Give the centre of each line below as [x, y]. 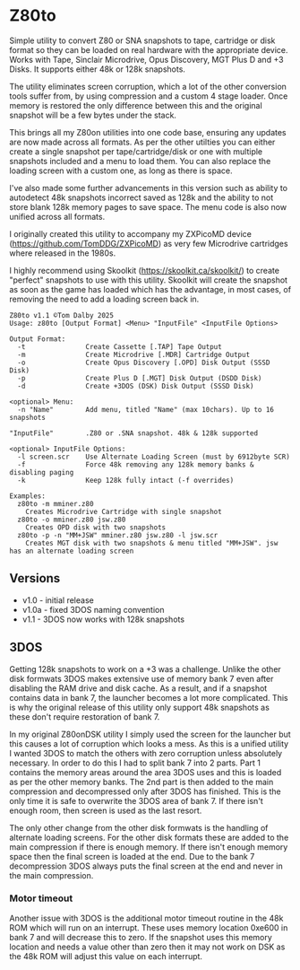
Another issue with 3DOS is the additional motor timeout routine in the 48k [146, 918]
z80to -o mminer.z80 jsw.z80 [72, 520]
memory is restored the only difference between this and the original [136, 105]
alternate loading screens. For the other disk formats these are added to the [149, 837]
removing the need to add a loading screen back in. [104, 299]
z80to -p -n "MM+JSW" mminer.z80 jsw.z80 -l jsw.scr [118, 535]
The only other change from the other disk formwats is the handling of [139, 827]
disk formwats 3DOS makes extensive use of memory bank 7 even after [141, 678]
